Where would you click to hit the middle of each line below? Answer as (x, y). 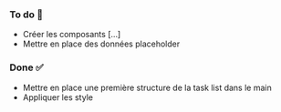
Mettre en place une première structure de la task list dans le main (147, 87)
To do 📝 (26, 15)
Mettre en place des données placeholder (101, 44)
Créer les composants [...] (72, 35)
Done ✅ (26, 67)
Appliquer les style (58, 97)
